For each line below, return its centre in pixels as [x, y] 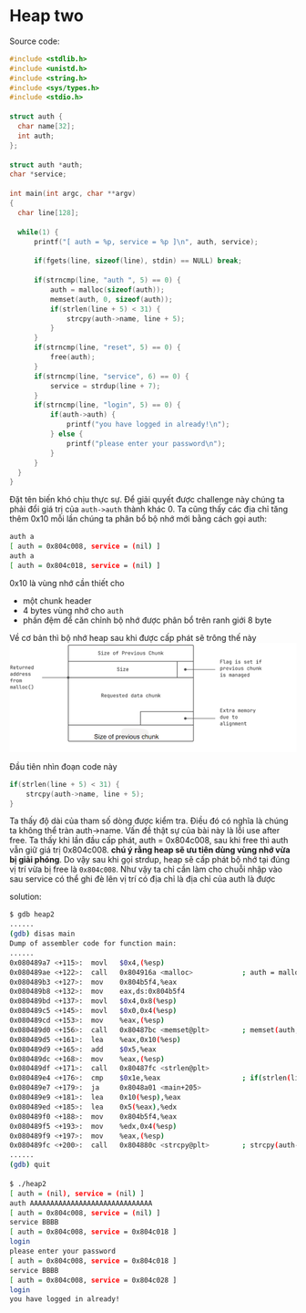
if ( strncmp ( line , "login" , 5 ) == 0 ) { [107, 405]
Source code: [35, 41]
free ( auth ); [72, 357]
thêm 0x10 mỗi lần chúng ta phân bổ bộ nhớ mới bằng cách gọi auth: [138, 519]
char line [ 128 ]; [48, 212]
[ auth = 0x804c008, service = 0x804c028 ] [93, 1280]
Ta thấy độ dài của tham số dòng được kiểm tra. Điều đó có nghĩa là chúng [149, 821]
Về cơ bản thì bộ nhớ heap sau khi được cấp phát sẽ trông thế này [133, 637]
